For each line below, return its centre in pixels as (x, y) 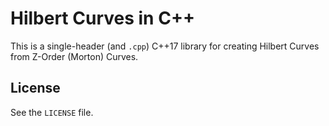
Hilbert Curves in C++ (102, 18)
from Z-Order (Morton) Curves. (74, 56)
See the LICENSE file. (52, 112)
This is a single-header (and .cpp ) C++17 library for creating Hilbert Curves (165, 46)
